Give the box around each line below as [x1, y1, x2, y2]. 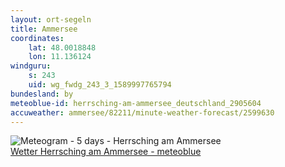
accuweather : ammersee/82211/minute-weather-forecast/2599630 [10, 107, 275, 118]
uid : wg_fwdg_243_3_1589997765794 [28, 80, 172, 90]
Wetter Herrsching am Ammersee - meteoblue [10, 146, 202, 158]
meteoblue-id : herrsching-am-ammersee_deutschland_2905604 [10, 98, 262, 108]
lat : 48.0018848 [28, 42, 97, 53]
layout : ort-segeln [10, 14, 92, 25]
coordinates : [10, 33, 65, 43]
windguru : [10, 61, 52, 71]
